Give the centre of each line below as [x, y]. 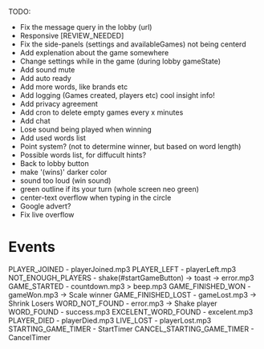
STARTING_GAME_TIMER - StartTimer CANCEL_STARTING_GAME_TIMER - [131, 329]
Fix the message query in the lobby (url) [86, 27]
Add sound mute [47, 70]
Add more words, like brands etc [74, 87]
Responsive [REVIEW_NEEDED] [72, 36]
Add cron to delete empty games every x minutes [102, 112]
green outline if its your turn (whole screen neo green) [109, 189]
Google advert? [45, 206]
